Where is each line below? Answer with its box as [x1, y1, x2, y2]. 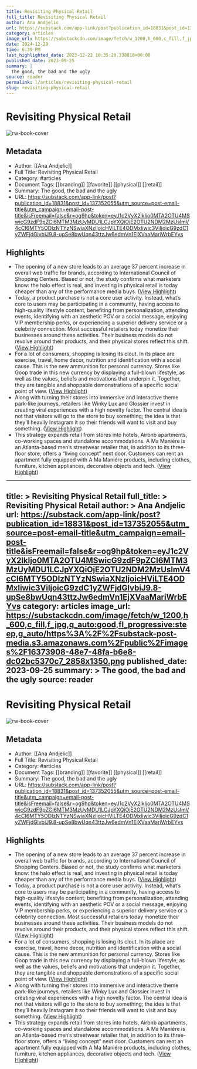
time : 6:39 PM [6, 47, 41, 53]
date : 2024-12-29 [6, 42, 49, 47]
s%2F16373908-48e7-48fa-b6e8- [6, 647, 137, 657]
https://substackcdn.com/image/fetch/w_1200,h [6, 610, 189, 620]
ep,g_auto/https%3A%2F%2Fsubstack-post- [6, 629, 177, 639]
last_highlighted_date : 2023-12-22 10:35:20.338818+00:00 [6, 52, 151, 58]
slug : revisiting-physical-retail [6, 85, 91, 91]
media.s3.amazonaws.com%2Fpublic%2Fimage [6, 637, 188, 648]
